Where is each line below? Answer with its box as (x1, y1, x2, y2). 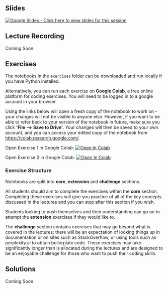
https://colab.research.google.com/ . (5, 135, 80, 141)
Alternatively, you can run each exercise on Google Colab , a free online (5, 88, 153, 94)
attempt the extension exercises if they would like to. (5, 214, 116, 220)
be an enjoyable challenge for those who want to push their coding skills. (5, 250, 157, 256)
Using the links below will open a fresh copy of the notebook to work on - (5, 108, 157, 114)
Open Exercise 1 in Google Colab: (5, 145, 74, 151)
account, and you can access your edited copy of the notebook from (5, 130, 147, 136)
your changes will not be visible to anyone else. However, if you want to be (5, 114, 160, 120)
